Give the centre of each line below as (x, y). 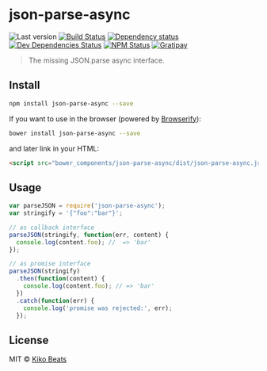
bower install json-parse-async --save (75, 133)
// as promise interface (50, 264)
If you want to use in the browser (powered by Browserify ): (105, 119)
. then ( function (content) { (61, 279)
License (29, 340)
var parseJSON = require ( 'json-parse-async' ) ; (87, 206)
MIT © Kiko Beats (38, 359)
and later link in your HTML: (54, 148)
